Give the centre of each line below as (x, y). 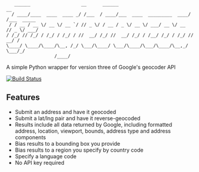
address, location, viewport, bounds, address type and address (93, 131)
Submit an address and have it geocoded (65, 112)
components (30, 137)
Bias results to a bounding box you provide (68, 143)
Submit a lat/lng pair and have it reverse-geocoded (77, 118)
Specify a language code (45, 156)
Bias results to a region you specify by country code (79, 150)
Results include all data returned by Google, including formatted (93, 124)
